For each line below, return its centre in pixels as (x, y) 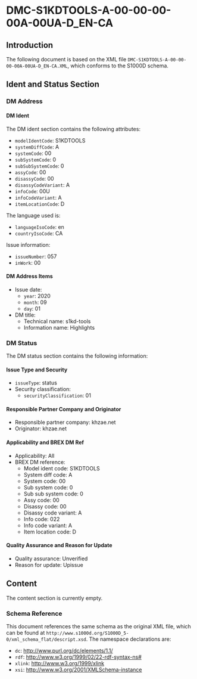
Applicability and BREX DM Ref (45, 442)
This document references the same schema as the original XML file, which (99, 626)
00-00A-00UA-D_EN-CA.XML (37, 66)
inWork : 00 (28, 262)
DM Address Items (30, 276)
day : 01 (32, 308)
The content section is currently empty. (54, 598)
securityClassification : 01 (57, 396)
